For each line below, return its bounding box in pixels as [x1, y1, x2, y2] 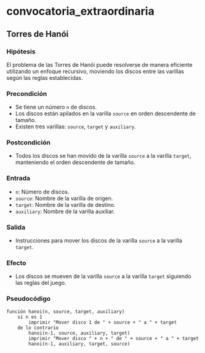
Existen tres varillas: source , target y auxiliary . [15, 123, 136, 130]
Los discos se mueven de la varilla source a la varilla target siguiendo [15, 273, 191, 280]
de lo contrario [17, 324, 60, 331]
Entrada [6, 174, 31, 182]
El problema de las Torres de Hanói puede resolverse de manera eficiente [6, 61, 193, 68]
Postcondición [6, 138, 51, 147]
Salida [6, 223, 26, 231]
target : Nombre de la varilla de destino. [15, 201, 116, 208]
